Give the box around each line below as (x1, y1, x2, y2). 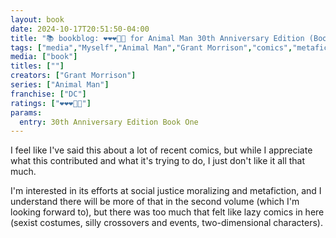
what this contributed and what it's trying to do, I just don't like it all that (10, 155, 306, 167)
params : (10, 107, 43, 118)
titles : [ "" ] (10, 61, 65, 71)
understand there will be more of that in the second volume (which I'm (10, 196, 300, 208)
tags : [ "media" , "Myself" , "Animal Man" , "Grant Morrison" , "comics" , (10, 42, 293, 53)
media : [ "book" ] (10, 52, 78, 62)
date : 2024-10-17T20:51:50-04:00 (10, 24, 150, 34)
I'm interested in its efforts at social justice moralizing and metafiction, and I (10, 185, 322, 197)
